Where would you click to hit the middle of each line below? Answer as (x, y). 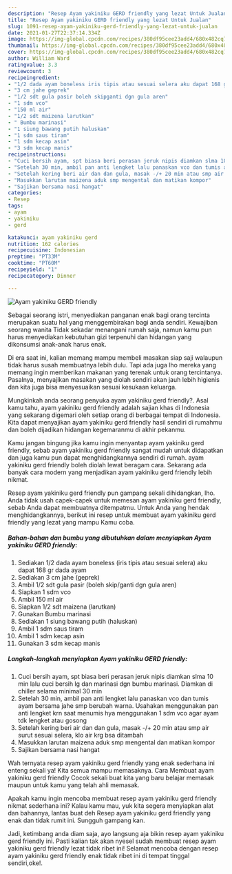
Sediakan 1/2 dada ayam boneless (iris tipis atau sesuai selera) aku (113, 562)
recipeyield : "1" (33, 270)
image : (17, 39)
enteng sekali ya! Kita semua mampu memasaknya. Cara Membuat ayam (111, 770)
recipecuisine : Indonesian (46, 250)
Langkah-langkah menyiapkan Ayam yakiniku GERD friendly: (98, 659)
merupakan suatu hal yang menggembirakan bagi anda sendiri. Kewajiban (113, 322)
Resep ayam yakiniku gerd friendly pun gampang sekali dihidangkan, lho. (112, 493)
